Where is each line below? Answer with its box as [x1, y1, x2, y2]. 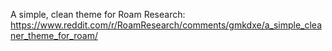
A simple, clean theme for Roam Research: [10, 9, 186, 20]
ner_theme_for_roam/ [10, 30, 98, 41]
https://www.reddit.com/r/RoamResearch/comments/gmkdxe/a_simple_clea [10, 19, 323, 31]
